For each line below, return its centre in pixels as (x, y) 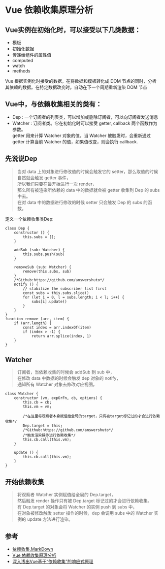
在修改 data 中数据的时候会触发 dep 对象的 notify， (69, 378)
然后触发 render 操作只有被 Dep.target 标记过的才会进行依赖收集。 (84, 501)
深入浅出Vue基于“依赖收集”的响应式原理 (53, 562)
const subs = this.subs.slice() (56, 293)
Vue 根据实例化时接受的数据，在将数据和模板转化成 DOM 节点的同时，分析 (81, 81)
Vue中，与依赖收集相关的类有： (54, 104)
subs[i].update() (49, 301)
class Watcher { (22, 394)
